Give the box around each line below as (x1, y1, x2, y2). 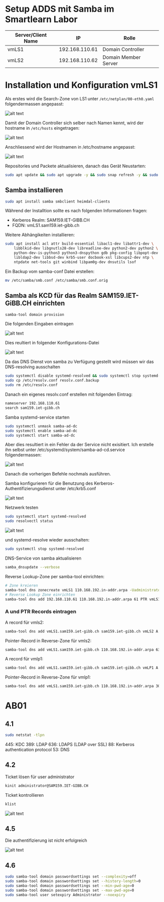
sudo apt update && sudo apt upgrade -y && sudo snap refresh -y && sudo (5, 172, 159, 177)
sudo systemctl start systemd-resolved (5, 514, 86, 519)
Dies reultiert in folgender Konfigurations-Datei (5, 340, 99, 346)
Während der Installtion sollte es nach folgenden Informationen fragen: (5, 208, 147, 214)
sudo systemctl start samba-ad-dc (5, 433, 76, 438)
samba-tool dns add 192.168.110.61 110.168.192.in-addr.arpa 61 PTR (5, 597, 147, 602)
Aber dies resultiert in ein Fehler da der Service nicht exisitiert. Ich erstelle (5, 442, 154, 448)
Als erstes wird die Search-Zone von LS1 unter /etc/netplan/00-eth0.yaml (5, 95, 155, 101)
